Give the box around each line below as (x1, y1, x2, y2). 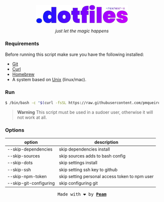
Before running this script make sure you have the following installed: (5, 51, 144, 57)
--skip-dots (7, 160, 33, 166)
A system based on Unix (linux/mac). (12, 76, 86, 82)
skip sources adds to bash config (59, 153, 126, 159)
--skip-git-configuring (7, 180, 55, 186)
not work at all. (17, 114, 47, 120)
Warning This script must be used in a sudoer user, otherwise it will (17, 109, 153, 115)
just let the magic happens (55, 28, 109, 34)
